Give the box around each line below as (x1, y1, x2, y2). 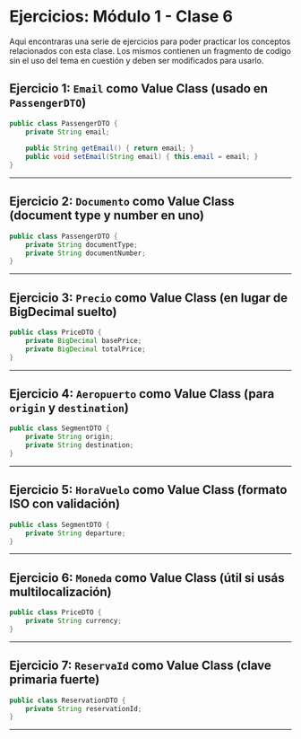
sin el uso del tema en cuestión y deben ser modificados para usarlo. (9, 55, 264, 66)
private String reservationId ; (25, 704, 142, 713)
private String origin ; (25, 433, 115, 442)
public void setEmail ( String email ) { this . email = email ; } (25, 153, 259, 162)
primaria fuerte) (9, 672, 100, 688)
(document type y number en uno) (9, 208, 204, 224)
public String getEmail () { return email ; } (25, 144, 194, 154)
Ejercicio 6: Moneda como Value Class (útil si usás (9, 570, 285, 585)
